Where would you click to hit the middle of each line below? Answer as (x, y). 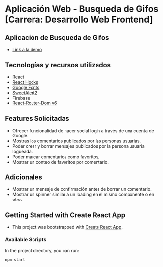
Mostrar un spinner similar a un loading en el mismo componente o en (83, 194)
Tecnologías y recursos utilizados (58, 65)
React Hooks (25, 82)
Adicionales (24, 178)
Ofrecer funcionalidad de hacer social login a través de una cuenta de (83, 130)
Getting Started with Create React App (65, 215)
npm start (15, 260)
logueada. (22, 151)
